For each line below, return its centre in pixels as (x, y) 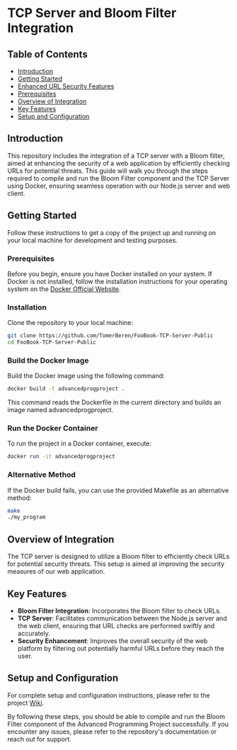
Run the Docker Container (53, 428)
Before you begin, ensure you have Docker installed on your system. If (110, 273)
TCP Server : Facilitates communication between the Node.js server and (122, 618)
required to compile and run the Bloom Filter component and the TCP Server (118, 178)
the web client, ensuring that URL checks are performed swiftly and (116, 625)
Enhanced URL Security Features (66, 86)
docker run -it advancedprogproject (61, 457)
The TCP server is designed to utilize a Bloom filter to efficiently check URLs (118, 557)
